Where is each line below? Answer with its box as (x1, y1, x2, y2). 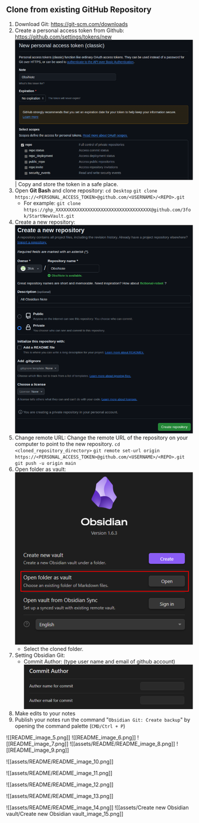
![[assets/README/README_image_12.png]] (6, 781, 114, 788)
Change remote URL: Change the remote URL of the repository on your (14, 434, 188, 441)
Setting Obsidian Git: (14, 652, 65, 659)
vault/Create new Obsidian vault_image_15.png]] (6, 810, 124, 817)
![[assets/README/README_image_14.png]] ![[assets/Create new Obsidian (6, 803, 189, 811)
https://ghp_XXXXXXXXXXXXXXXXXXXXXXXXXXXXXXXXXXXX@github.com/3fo (23, 207, 191, 213)
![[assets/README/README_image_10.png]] (6, 758, 114, 765)
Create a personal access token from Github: (14, 27, 124, 34)
